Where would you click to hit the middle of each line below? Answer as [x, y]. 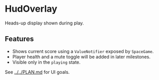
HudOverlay [31, 9]
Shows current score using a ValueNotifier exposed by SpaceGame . [83, 51]
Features [19, 39]
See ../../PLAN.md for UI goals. [37, 72]
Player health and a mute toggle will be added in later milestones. [81, 57]
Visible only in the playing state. [46, 62]
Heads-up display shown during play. [45, 23]
